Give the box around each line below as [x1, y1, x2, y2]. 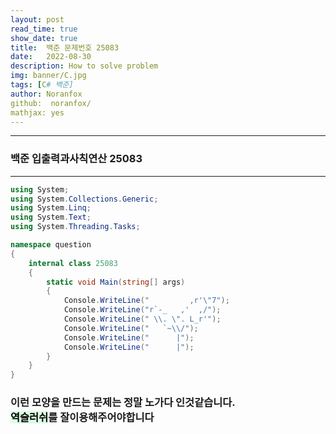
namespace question [10, 240, 92, 250]
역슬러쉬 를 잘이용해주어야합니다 [10, 411, 155, 425]
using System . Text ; [10, 212, 92, 223]
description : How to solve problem [10, 61, 159, 71]
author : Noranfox [10, 89, 83, 99]
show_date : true [10, 33, 78, 43]
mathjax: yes [10, 107, 65, 118]
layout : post [10, 14, 65, 25]
